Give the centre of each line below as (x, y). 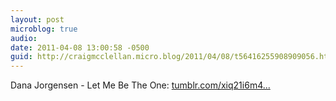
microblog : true (44, 29)
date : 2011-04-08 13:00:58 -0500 (80, 47)
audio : (24, 38)
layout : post (37, 19)
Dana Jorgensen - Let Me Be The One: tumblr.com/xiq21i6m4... (140, 85)
